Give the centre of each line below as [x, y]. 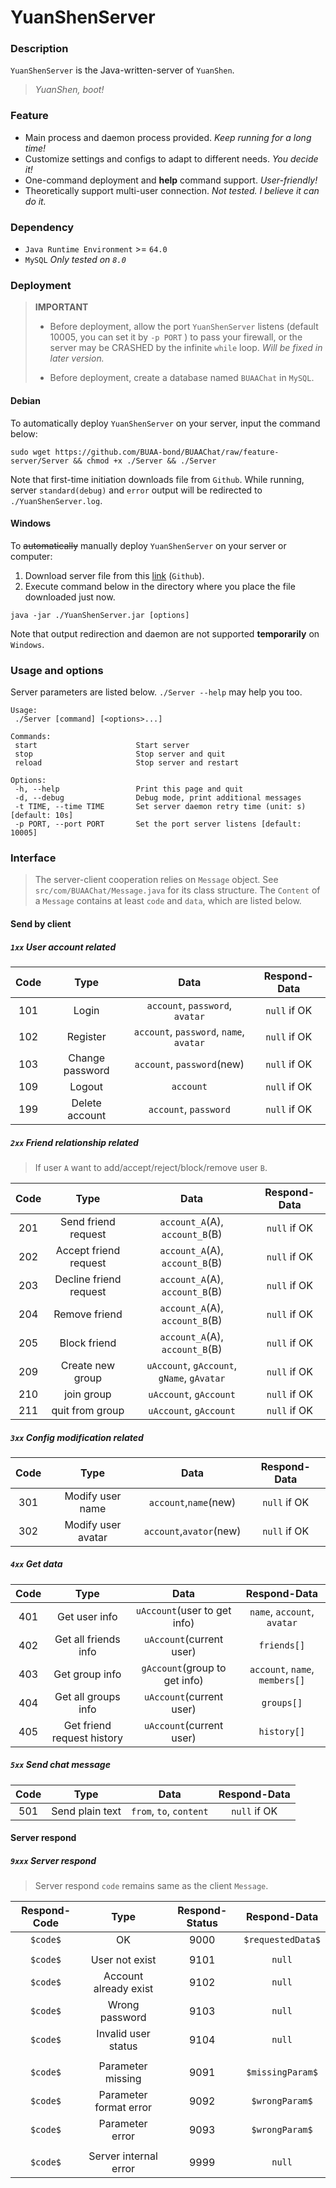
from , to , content [170, 1811]
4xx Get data [36, 1564]
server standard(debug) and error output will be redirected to [136, 490]
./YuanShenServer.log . [56, 500]
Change [87, 1058]
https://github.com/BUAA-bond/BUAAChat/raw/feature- [167, 452]
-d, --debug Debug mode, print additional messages [158, 798]
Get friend [87, 1725]
